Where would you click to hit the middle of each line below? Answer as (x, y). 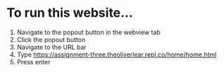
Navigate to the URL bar (52, 47)
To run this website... (70, 13)
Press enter (33, 62)
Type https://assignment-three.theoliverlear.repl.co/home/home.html (117, 55)
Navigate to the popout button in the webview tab (89, 32)
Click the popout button (51, 39)
